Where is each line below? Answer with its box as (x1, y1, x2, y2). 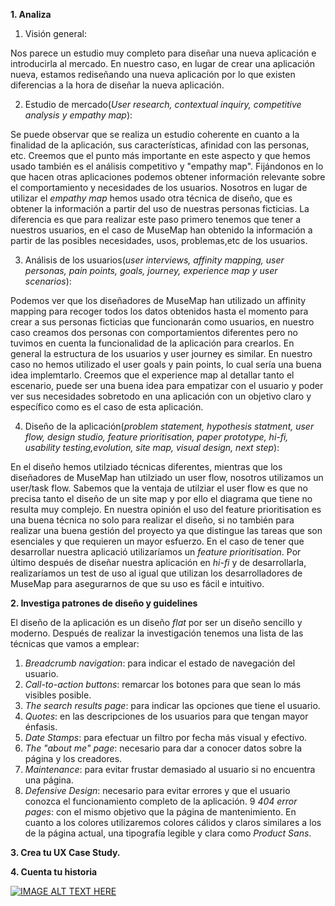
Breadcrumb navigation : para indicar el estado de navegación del (24, 657, 296, 669)
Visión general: (24, 28, 87, 39)
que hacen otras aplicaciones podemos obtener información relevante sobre (10, 171, 326, 183)
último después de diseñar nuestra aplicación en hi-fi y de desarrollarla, (10, 557, 307, 568)
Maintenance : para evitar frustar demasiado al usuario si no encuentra (24, 764, 316, 775)
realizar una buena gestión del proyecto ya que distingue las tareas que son (10, 525, 323, 536)
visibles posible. (24, 689, 92, 701)
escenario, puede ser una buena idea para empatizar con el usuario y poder (10, 380, 324, 391)
